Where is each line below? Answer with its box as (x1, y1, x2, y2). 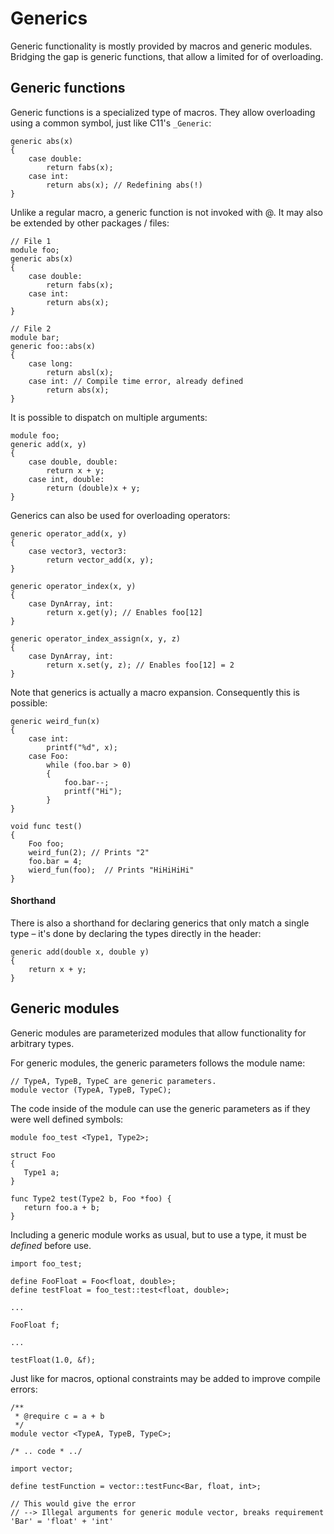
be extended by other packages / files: (10, 217, 170, 229)
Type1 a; (23, 1167, 60, 1177)
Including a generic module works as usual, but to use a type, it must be (10, 1228, 307, 1241)
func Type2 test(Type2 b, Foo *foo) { (10, 1193, 172, 1204)
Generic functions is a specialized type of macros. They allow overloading (10, 106, 316, 118)
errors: (10, 1383, 38, 1395)
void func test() (10, 821, 83, 831)
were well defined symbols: (10, 1113, 124, 1125)
